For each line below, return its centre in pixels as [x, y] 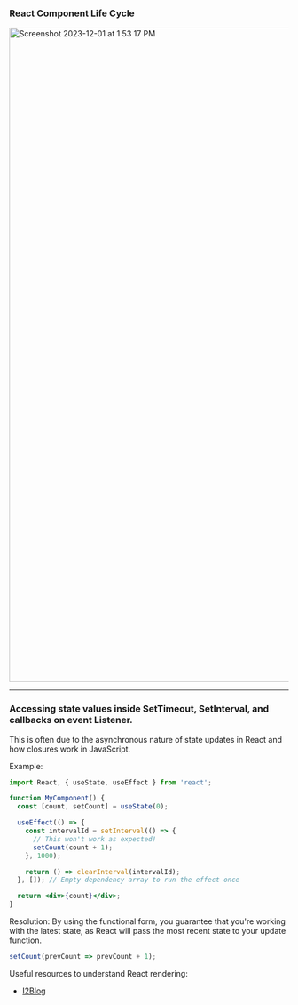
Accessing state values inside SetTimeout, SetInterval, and [139, 709]
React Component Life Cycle [72, 13]
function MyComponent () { [57, 799]
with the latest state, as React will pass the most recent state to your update [148, 931]
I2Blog [34, 991]
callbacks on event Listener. [71, 720]
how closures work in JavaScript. [70, 749]
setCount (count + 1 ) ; [73, 848]
